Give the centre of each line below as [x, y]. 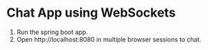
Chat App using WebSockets [91, 13]
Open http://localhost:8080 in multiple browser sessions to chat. [109, 39]
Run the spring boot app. [52, 32]
